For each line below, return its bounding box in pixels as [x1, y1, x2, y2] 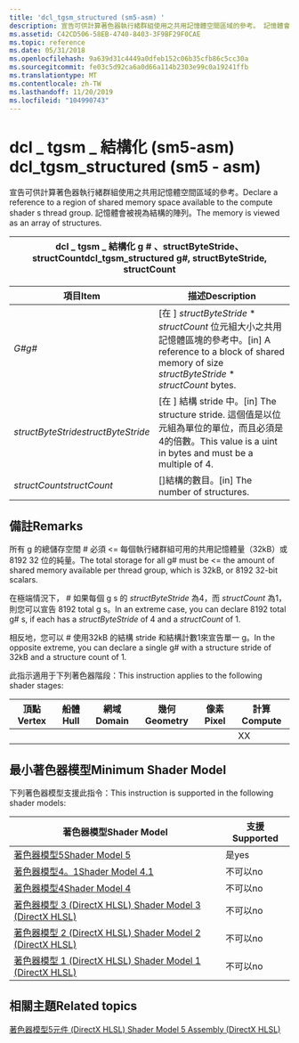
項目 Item [62, 290, 101, 303]
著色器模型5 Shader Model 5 [13, 848, 132, 860]
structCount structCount [13, 479, 113, 492]
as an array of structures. [9, 217, 102, 228]
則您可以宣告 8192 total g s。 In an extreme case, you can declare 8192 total [9, 604, 287, 615]
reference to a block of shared [158, 346, 285, 358]
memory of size [158, 357, 224, 370]
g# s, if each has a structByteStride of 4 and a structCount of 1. [9, 614, 241, 624]
